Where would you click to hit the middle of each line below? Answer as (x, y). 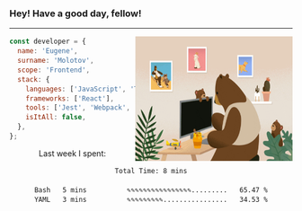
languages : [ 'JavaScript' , (76, 89)
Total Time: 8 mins (151, 171)
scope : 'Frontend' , (54, 70)
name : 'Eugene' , (48, 51)
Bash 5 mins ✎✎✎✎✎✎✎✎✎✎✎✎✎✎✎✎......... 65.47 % (151, 190)
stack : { (34, 79)
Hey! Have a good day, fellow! (75, 13)
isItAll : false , (56, 118)
